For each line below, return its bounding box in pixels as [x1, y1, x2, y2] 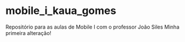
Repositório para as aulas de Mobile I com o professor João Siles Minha [5, 23, 180, 30]
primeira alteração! [5, 29, 51, 36]
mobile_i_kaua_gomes [5, 4, 117, 17]
